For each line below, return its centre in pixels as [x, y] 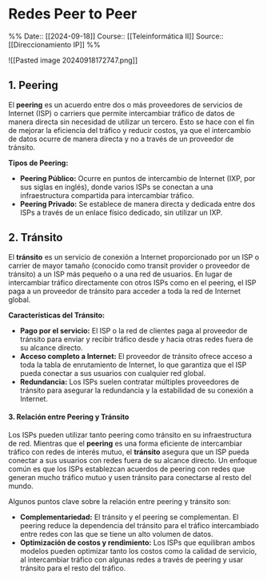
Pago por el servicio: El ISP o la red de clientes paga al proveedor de [133, 330]
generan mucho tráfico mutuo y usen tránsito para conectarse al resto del [130, 477]
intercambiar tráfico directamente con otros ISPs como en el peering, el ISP [133, 282]
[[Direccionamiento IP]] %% [55, 44]
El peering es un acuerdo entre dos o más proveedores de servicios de [126, 104]
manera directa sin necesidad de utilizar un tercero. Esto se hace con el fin [131, 122]
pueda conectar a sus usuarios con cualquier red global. [113, 373]
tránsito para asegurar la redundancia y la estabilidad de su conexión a [137, 390]
